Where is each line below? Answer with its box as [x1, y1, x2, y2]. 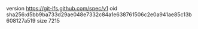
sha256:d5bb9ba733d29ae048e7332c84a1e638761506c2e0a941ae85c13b [6, 11, 193, 18]
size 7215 [36, 17, 60, 24]
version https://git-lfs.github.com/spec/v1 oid [6, 5, 118, 12]
